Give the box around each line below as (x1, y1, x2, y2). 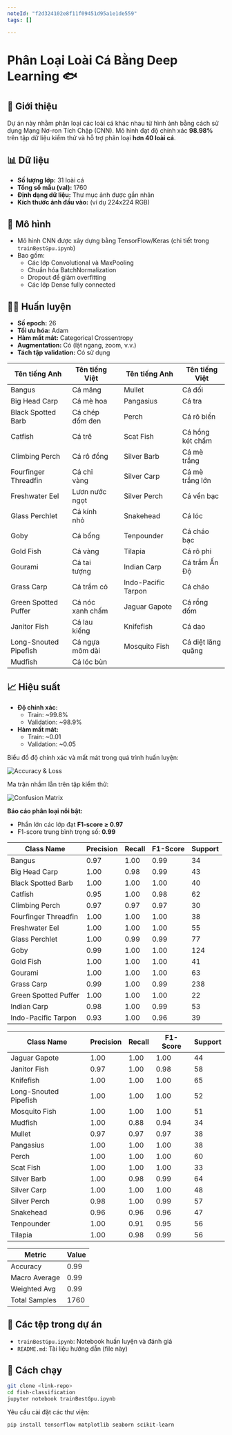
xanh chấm (72, 606, 108, 616)
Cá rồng (182, 597, 209, 607)
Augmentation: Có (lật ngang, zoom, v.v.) (17, 341, 137, 349)
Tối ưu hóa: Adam (17, 326, 69, 334)
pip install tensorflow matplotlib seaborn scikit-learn (7, 1421, 175, 1428)
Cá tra (182, 396, 202, 406)
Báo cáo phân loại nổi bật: (7, 806, 83, 815)
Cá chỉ (72, 467, 93, 477)
